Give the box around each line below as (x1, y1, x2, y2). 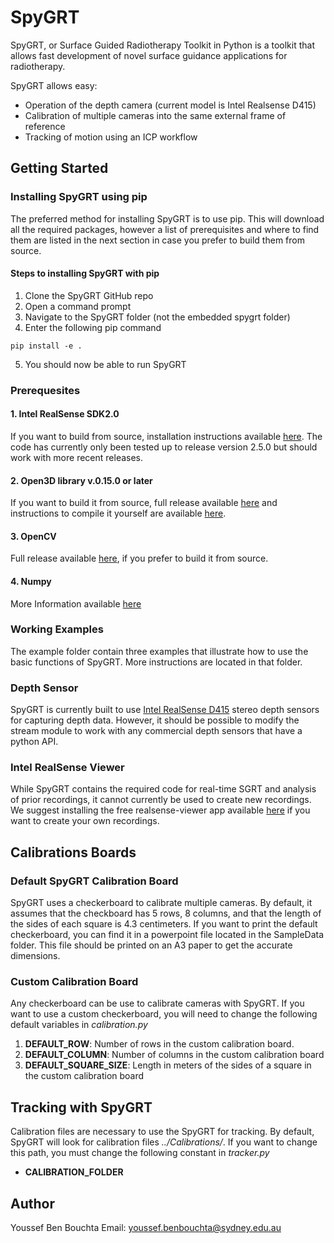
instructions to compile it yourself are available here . (10, 507, 227, 520)
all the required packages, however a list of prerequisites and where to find (10, 223, 320, 235)
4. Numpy (10, 575, 52, 587)
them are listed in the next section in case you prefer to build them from (10, 234, 305, 246)
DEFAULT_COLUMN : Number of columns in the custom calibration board (24, 1049, 325, 1061)
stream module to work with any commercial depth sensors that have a (10, 725, 303, 737)
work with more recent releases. (10, 451, 144, 463)
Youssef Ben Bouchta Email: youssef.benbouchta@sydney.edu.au (10, 1222, 282, 1234)
